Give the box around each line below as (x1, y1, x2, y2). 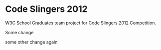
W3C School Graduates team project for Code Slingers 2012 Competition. (5, 20, 156, 26)
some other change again (5, 39, 58, 45)
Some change (5, 29, 34, 35)
